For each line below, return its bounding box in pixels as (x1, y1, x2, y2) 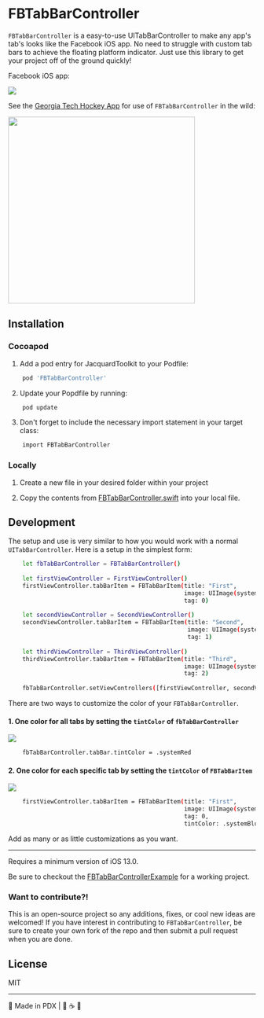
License (8, 957, 48, 971)
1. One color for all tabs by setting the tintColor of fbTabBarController (8, 716, 240, 726)
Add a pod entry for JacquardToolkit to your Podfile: (19, 358, 189, 368)
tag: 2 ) (183, 670, 210, 678)
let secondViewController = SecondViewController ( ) (22, 611, 195, 619)
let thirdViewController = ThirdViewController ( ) (22, 648, 189, 656)
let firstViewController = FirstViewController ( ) (22, 575, 189, 583)
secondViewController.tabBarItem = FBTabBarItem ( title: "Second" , (22, 619, 244, 627)
